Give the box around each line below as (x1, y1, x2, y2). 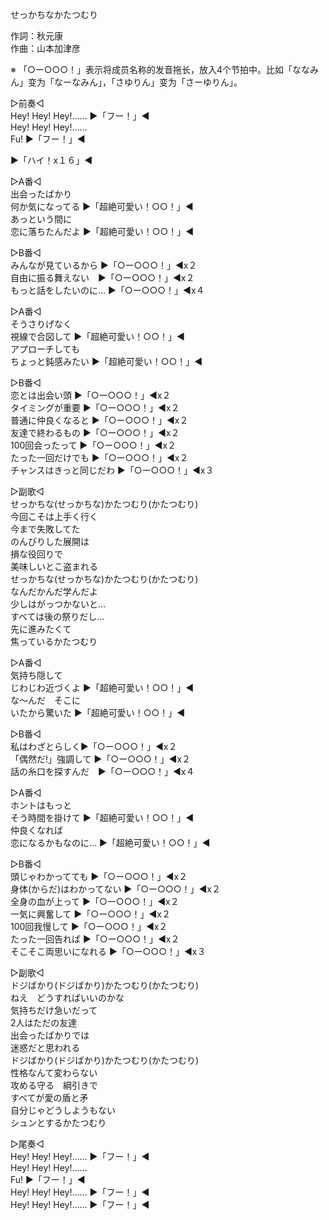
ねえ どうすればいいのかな (10, 992, 125, 1003)
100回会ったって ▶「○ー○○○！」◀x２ (10, 439, 177, 451)
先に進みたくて (10, 623, 72, 635)
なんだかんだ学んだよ (10, 586, 98, 597)
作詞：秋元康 (10, 30, 63, 42)
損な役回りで (10, 548, 63, 560)
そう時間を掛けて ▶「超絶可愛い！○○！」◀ (10, 812, 195, 823)
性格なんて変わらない (10, 1067, 98, 1078)
